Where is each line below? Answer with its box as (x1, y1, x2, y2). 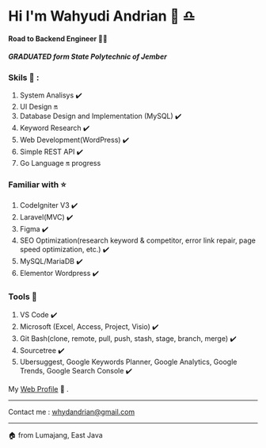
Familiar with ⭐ (8, 179, 67, 190)
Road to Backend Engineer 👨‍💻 (8, 33, 108, 43)
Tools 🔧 (8, 291, 37, 302)
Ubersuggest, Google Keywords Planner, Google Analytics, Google (19, 357, 237, 366)
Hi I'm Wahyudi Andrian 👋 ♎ (8, 7, 196, 25)
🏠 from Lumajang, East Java (8, 430, 103, 439)
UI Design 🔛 (19, 102, 58, 112)
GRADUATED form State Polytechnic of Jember (8, 52, 168, 62)
